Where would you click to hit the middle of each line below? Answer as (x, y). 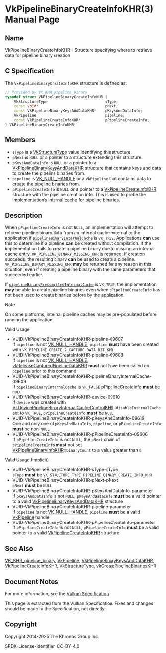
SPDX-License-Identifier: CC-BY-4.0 (42, 646)
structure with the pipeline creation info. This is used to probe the (79, 194)
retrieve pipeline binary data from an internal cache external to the (73, 233)
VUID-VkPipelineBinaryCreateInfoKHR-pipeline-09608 (68, 355)
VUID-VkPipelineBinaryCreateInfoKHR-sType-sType (65, 470)
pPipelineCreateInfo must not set (47, 445)
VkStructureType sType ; (66, 101)
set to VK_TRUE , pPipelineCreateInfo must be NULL (63, 413)
